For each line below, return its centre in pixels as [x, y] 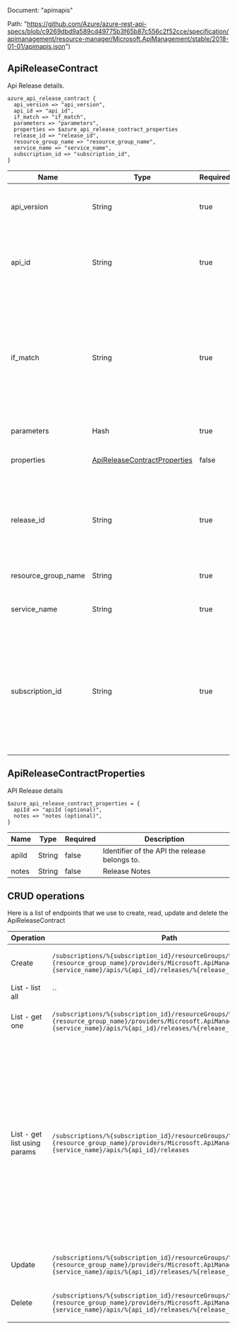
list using [26, 1143]
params [24, 1152]
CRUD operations [46, 896]
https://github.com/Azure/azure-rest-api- [87, 24]
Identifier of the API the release [154, 851]
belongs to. [121, 859]
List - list [26, 988]
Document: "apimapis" [40, 10]
